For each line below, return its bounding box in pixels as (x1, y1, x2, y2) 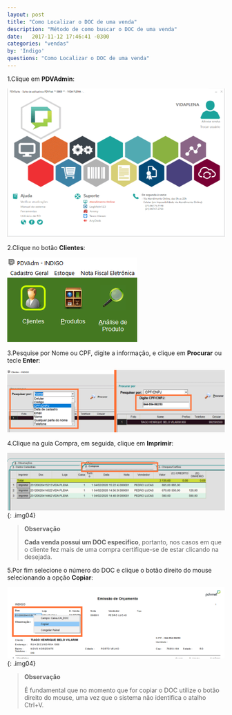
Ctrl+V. (23, 701, 44, 709)
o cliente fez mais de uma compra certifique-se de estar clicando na (23, 545, 219, 553)
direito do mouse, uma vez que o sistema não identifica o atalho (23, 694, 206, 702)
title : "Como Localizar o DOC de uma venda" (7, 18, 137, 26)
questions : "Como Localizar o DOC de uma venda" (7, 55, 150, 62)
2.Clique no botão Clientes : (7, 243, 86, 251)
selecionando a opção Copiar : (7, 573, 93, 582)
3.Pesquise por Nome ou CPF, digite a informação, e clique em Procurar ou (7, 349, 222, 357)
